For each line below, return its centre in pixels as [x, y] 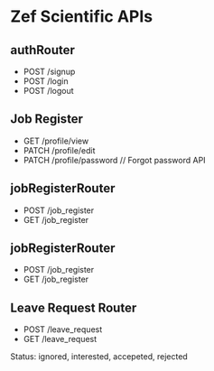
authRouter [43, 50]
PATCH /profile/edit [59, 150]
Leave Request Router [74, 307]
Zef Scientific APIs [82, 17]
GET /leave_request [60, 339]
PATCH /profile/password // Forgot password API [114, 160]
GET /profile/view [56, 141]
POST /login [46, 81]
